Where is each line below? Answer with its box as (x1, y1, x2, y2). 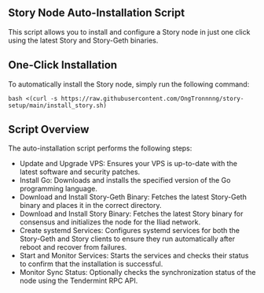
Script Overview (8, 123, 90, 136)
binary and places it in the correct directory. (19, 201, 162, 210)
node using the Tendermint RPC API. (19, 276, 138, 286)
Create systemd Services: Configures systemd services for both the (19, 226, 240, 236)
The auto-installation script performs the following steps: (8, 143, 192, 153)
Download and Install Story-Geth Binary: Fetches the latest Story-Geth (19, 192, 247, 202)
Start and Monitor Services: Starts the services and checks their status (19, 251, 249, 261)
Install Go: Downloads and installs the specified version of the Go (19, 176, 231, 185)
